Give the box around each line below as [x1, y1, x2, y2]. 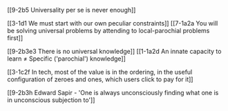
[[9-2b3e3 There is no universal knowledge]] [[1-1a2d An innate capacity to [7, 48, 222, 55]
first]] [7, 34, 23, 42]
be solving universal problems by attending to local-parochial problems [7, 27, 210, 34]
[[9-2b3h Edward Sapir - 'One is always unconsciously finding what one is [7, 89, 219, 97]
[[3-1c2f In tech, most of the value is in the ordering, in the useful [7, 68, 193, 76]
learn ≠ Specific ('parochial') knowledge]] [7, 54, 126, 63]
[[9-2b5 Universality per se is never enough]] [7, 6, 136, 14]
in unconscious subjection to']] [7, 96, 95, 104]
